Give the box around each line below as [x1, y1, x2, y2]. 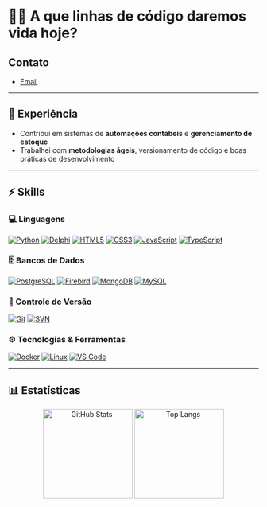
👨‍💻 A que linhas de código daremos [8, 7, 246, 25]
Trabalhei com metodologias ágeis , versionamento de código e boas [19, 145, 247, 154]
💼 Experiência [8, 107, 78, 121]
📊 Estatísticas [8, 384, 81, 397]
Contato [8, 56, 49, 69]
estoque [19, 137, 48, 146]
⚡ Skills [8, 185, 45, 199]
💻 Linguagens [8, 214, 65, 225]
